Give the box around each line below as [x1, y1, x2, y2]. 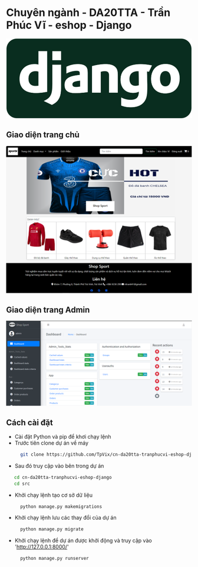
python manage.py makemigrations [20, 503, 103, 510]
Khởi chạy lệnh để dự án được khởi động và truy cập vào [14, 537, 152, 544]
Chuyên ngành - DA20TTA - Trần [6, 6, 171, 20]
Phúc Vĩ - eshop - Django [6, 18, 132, 32]
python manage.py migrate [20, 526, 84, 532]
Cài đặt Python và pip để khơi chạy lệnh [14, 433, 111, 440]
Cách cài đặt [6, 417, 53, 427]
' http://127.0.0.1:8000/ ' [14, 543, 69, 550]
